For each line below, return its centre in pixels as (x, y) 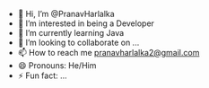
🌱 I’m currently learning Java (71, 33)
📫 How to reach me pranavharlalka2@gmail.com (109, 53)
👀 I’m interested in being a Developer (86, 23)
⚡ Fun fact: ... (42, 75)
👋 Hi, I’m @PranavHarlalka (66, 14)
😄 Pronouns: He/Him (57, 66)
